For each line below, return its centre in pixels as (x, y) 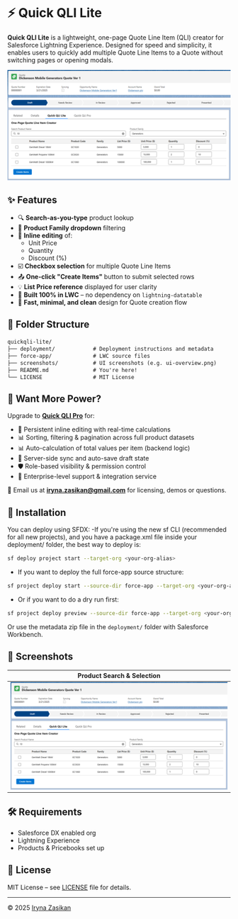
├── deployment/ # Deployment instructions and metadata (110, 349)
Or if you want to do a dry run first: (68, 599)
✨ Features (32, 200)
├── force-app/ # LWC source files (79, 356)
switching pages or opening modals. (60, 60)
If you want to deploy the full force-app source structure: (101, 572)
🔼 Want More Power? (54, 399)
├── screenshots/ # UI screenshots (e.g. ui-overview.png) (112, 363)
